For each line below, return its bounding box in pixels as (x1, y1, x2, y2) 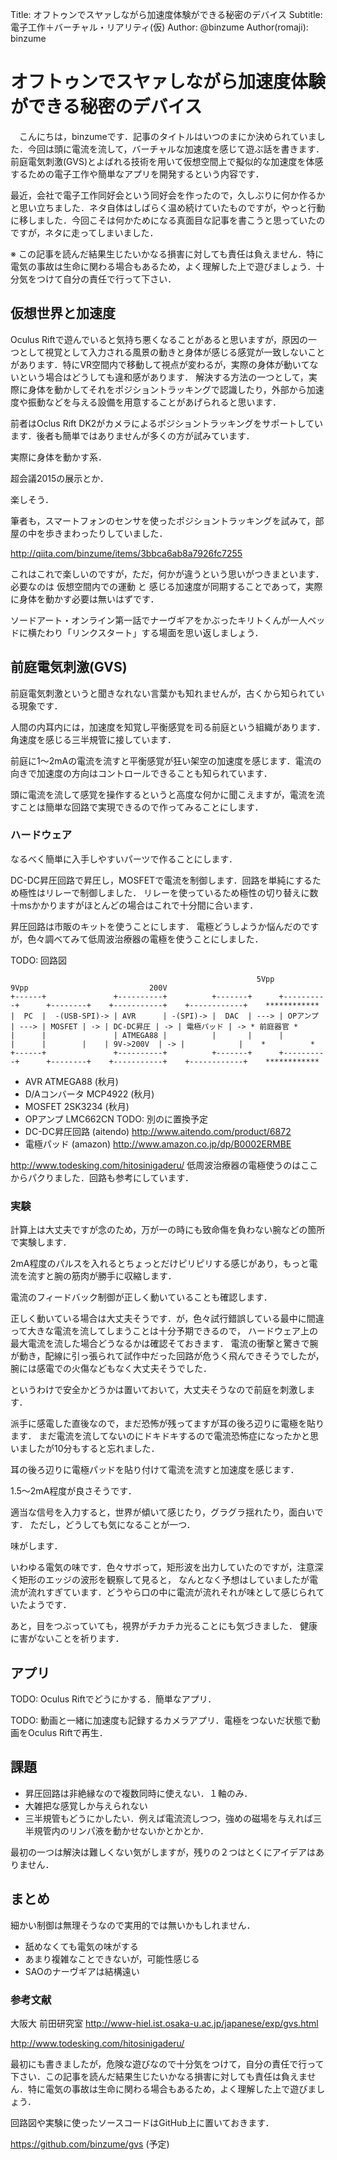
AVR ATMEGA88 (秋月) (24, 1075, 119, 1087)
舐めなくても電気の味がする (24, 1940, 139, 1952)
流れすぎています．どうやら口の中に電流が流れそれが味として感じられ (27, 1586, 317, 1598)
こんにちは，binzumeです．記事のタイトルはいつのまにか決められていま (18, 130, 317, 142)
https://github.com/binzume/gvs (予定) (10, 2138, 170, 2150)
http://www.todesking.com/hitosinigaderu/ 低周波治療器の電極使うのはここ (10, 1159, 319, 1171)
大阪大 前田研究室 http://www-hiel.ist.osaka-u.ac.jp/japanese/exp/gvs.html (10, 2017, 319, 2029)
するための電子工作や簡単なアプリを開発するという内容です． (10, 168, 265, 180)
